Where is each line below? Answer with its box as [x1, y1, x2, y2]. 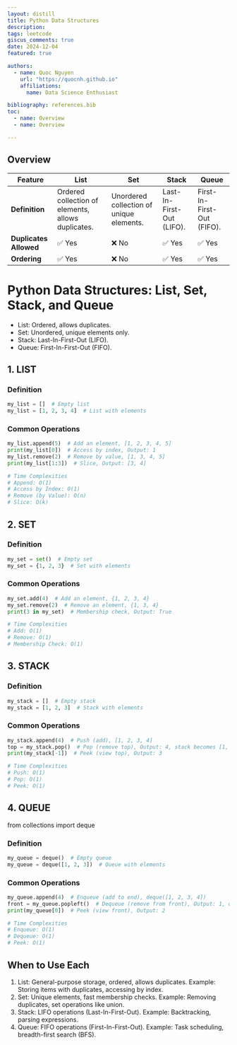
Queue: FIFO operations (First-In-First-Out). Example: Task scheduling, [17, 1022, 224, 1031]
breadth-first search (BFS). [17, 1030, 97, 1039]
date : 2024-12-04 [7, 43, 59, 50]
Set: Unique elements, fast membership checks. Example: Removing [17, 993, 217, 1001]
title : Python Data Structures [7, 17, 99, 24]
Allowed [11, 242, 39, 252]
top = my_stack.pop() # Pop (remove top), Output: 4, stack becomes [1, [7, 743, 229, 750]
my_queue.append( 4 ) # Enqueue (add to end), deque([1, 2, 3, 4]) [7, 894, 207, 901]
